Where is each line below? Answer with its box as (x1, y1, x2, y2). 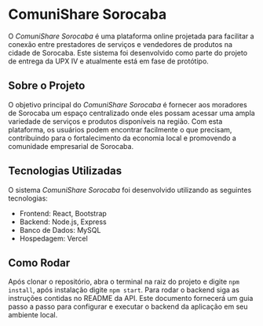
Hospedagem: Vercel (19, 234, 88, 243)
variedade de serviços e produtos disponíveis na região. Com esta (8, 116, 223, 126)
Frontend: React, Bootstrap (19, 208, 108, 218)
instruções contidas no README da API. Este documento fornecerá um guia (8, 294, 254, 303)
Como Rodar (8, 256, 71, 270)
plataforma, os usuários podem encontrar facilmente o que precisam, (8, 125, 232, 134)
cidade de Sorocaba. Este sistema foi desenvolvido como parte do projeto (8, 48, 248, 57)
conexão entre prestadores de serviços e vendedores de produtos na (8, 39, 233, 49)
